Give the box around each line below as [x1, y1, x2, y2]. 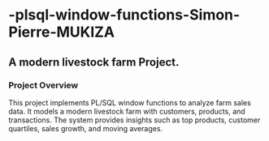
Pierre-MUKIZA [8, 23, 115, 41]
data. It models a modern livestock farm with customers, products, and [8, 106, 245, 116]
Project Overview [8, 79, 79, 91]
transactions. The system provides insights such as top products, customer [8, 115, 261, 125]
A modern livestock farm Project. [8, 55, 180, 69]
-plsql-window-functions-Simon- [8, 6, 241, 24]
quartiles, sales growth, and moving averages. [8, 123, 163, 133]
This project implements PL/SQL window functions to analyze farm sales [8, 97, 252, 107]
